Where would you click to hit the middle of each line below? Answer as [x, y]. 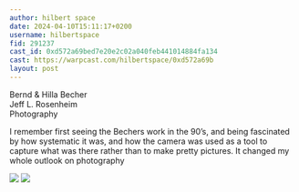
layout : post [34, 69]
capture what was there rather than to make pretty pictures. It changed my [149, 150]
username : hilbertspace [55, 35]
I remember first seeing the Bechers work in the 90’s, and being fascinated [149, 131]
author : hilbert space [52, 18]
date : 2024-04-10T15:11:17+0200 [71, 26]
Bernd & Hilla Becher [48, 94]
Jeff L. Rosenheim [43, 104]
